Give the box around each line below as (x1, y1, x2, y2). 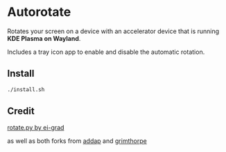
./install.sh (7, 86, 45, 93)
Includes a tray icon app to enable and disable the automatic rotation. (7, 48, 205, 56)
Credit (7, 105, 35, 117)
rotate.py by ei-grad (7, 124, 64, 132)
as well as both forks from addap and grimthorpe (7, 137, 147, 145)
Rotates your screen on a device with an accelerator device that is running (7, 27, 220, 35)
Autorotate (7, 4, 71, 20)
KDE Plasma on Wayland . (7, 34, 81, 42)
